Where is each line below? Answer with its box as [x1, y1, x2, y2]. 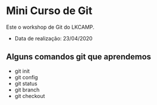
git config [14, 73, 38, 80]
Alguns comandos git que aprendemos [6, 52, 152, 62]
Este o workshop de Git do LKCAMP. [6, 23, 95, 31]
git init [14, 67, 30, 74]
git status [14, 80, 38, 87]
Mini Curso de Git [6, 4, 93, 18]
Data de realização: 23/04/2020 [14, 35, 93, 42]
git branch [14, 86, 40, 93]
